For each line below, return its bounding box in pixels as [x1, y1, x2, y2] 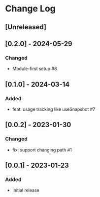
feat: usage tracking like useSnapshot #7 [12, 106, 96, 112]
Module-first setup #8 [12, 66, 57, 72]
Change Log [5, 3, 56, 14]
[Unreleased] [5, 23, 47, 31]
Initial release [12, 187, 39, 194]
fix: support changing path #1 [12, 147, 72, 153]
